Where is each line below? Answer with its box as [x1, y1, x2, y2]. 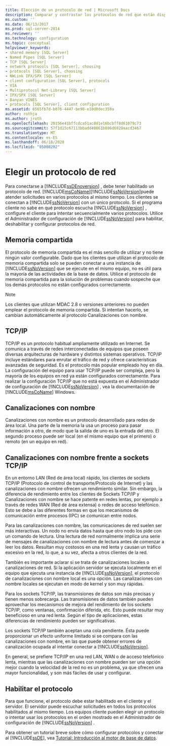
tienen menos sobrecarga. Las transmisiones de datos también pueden [5, 596, 153, 602]
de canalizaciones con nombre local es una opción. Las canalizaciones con [5, 575, 162, 582]
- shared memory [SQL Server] [5, 50, 69, 55]
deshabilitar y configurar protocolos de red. [5, 221, 96, 227]
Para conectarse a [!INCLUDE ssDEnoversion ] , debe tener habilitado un [5, 183, 154, 189]
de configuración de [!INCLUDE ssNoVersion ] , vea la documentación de [5, 383, 155, 389]
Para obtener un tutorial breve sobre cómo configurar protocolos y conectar [5, 730, 164, 735]
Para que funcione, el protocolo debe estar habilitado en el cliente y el [5, 698, 152, 704]
